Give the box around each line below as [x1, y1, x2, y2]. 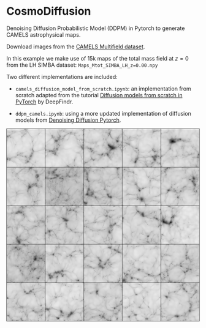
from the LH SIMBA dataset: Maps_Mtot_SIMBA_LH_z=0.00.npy [6, 61, 158, 69]
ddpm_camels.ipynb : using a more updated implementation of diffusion [15, 110, 191, 117]
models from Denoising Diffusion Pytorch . [15, 116, 121, 124]
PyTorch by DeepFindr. [15, 98, 74, 105]
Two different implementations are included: [6, 73, 118, 80]
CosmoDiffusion [6, 4, 91, 18]
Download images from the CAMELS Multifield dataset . [6, 43, 145, 50]
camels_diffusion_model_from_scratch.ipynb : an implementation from [15, 84, 191, 92]
